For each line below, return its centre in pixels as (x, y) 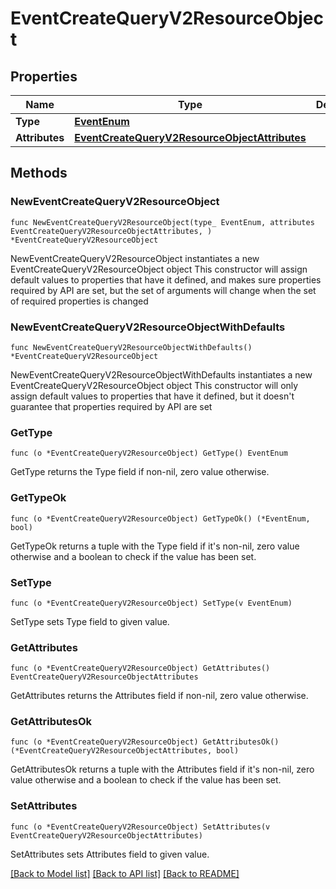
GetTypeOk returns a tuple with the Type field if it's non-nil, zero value (155, 546)
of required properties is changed (79, 301)
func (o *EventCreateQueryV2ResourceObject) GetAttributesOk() (145, 742)
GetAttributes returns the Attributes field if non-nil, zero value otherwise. (159, 696)
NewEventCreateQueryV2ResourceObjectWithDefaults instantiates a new (161, 374)
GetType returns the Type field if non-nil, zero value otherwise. (140, 472)
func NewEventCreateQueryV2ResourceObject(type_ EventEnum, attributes (162, 222)
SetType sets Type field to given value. (90, 621)
